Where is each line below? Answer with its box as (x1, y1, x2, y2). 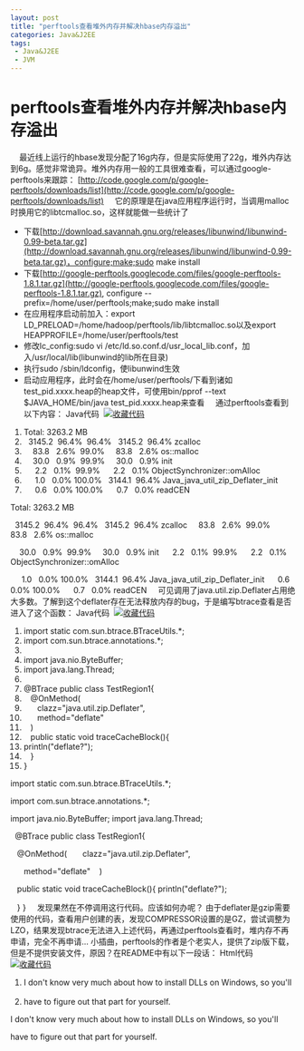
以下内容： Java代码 (23, 408, 100, 419)
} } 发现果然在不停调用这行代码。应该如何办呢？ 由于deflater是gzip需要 (16, 901, 290, 912)
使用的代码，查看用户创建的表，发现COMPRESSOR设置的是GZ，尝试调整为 (10, 913, 290, 924)
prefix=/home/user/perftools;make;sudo (23, 297, 174, 308)
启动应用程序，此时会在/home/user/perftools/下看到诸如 (23, 374, 233, 385)
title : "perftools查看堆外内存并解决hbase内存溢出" (10, 22, 192, 31)
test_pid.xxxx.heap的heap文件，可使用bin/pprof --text (23, 385, 227, 396)
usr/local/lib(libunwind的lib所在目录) (33, 351, 169, 363)
